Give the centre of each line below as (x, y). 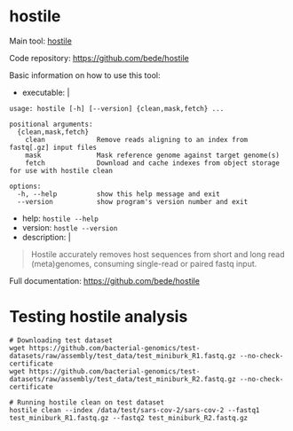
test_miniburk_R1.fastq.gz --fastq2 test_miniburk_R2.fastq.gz (129, 418)
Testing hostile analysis (99, 317)
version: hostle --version (70, 227)
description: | (46, 237)
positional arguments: (51, 124)
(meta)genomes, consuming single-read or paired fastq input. (144, 263)
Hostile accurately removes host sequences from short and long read (158, 254)
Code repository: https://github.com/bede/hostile (99, 58)
